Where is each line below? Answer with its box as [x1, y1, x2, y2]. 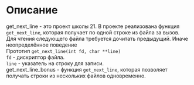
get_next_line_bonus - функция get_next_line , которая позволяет [6, 66, 168, 73]
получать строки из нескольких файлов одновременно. [6, 72, 147, 79]
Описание [6, 3, 58, 17]
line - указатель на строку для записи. [6, 59, 104, 67]
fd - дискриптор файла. [6, 54, 65, 61]
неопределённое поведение [6, 41, 77, 48]
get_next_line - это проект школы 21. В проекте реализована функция [6, 23, 180, 30]
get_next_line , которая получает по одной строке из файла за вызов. [6, 29, 180, 36]
